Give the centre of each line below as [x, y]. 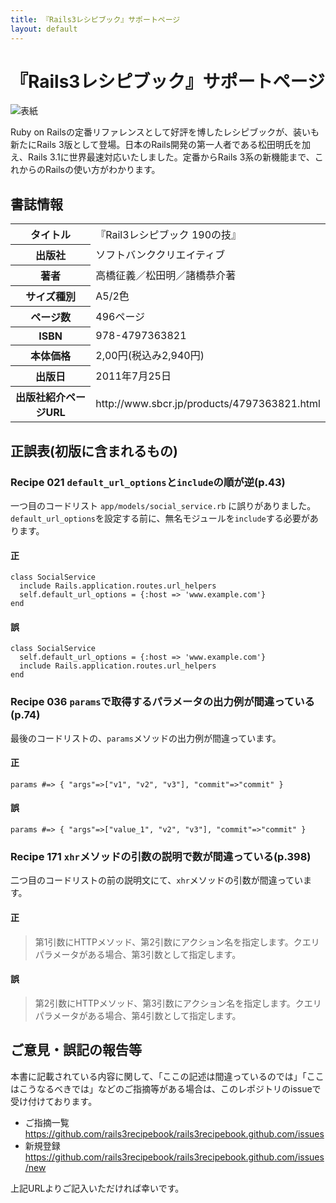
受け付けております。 [54, 1101]
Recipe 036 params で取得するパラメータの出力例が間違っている [162, 702]
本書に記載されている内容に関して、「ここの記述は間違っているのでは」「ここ [167, 1076]
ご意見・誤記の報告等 [76, 1050]
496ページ [120, 317]
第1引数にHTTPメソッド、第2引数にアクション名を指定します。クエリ [177, 942]
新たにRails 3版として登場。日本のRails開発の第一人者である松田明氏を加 [160, 145]
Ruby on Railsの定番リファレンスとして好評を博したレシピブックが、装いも [165, 132]
